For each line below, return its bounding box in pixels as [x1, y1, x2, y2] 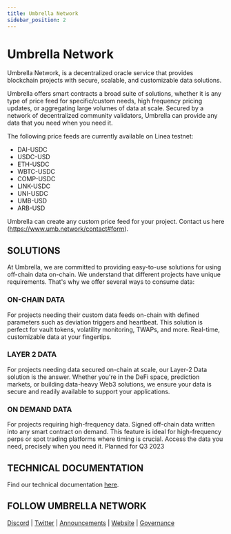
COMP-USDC [17, 175, 56, 183]
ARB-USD [17, 204, 46, 212]
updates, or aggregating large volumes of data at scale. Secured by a [7, 104, 204, 112]
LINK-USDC [17, 182, 51, 190]
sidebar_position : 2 [7, 17, 67, 23]
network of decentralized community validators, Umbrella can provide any [7, 112, 218, 120]
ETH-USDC [17, 160, 50, 169]
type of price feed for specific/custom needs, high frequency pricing [7, 97, 202, 105]
